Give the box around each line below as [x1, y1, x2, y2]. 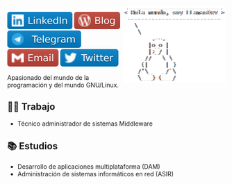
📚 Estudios [7, 140, 58, 152]
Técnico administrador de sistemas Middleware [17, 119, 153, 128]
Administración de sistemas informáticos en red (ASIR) [17, 169, 174, 178]
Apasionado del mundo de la [7, 74, 90, 81]
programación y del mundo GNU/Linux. [7, 81, 119, 89]
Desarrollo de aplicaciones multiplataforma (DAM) [17, 162, 161, 171]
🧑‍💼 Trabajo [7, 101, 56, 112]
